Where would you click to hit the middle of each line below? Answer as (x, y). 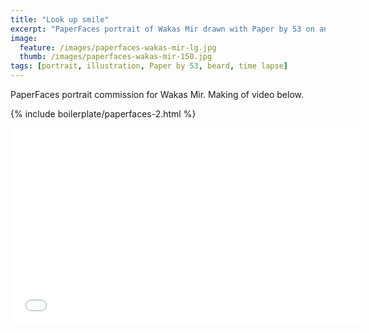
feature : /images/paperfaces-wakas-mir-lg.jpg (118, 47)
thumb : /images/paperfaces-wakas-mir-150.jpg (116, 57)
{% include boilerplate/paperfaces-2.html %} (103, 114)
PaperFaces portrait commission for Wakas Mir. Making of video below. (157, 94)
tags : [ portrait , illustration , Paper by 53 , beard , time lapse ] (149, 66)
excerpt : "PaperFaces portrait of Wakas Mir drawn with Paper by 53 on (162, 29)
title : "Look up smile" (60, 19)
